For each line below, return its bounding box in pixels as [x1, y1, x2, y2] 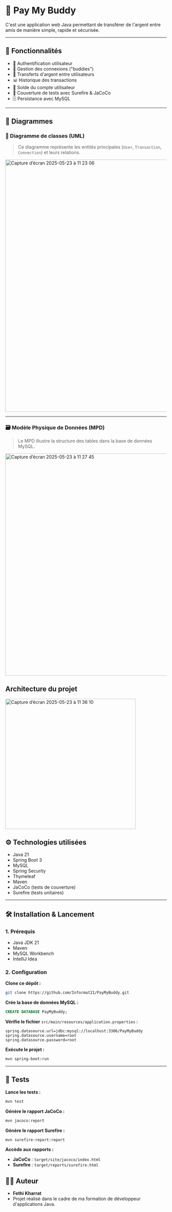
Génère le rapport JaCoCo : [5, 1108, 65, 1114]
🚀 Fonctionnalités [5, 47, 62, 55]
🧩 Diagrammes [5, 117, 53, 126]
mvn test [5, 1099, 24, 1104]
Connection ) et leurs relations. [17, 150, 81, 156]
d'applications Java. [12, 1201, 55, 1207]
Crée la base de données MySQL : [5, 999, 79, 1006]
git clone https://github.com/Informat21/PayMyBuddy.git [5, 990, 130, 995]
